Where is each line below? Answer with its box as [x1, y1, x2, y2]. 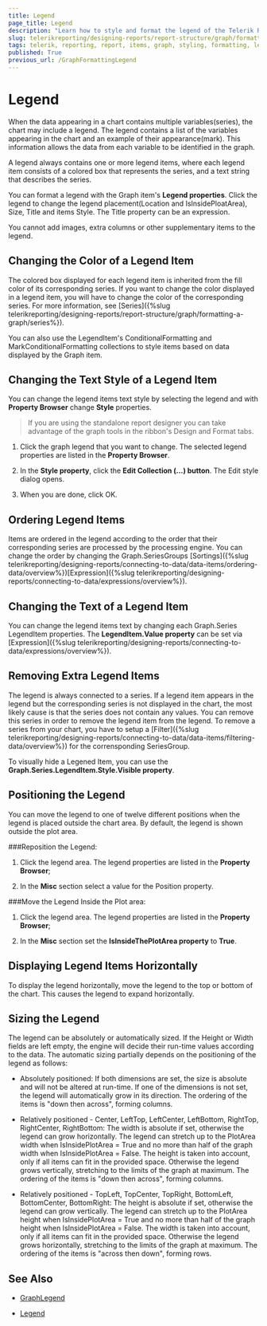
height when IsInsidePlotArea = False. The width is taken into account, [19, 1223, 250, 1233]
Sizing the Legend [8, 1012, 100, 1025]
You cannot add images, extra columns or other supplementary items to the [8, 222, 256, 232]
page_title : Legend [8, 19, 73, 27]
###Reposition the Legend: [8, 842, 98, 852]
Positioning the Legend [8, 789, 126, 802]
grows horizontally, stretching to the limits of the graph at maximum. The [19, 1241, 258, 1250]
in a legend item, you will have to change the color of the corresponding [8, 292, 244, 301]
